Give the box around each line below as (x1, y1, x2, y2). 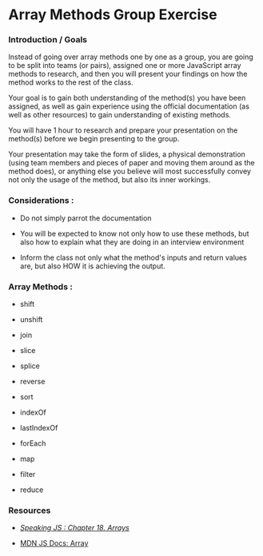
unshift (19, 315, 43, 324)
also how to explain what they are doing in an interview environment (19, 237, 245, 247)
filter (19, 470, 36, 479)
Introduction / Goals (8, 34, 88, 46)
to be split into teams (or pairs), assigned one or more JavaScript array (8, 61, 241, 70)
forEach (19, 439, 46, 448)
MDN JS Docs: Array (19, 538, 89, 548)
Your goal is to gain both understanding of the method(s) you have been (8, 93, 246, 103)
